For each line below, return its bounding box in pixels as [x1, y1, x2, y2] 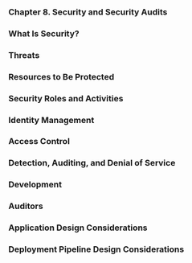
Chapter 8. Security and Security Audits [8, 6, 168, 18]
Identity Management [8, 114, 95, 125]
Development [8, 179, 63, 191]
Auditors [8, 200, 43, 212]
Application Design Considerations [8, 222, 148, 233]
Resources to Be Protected [8, 71, 115, 82]
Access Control [8, 136, 71, 147]
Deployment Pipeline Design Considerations [8, 244, 185, 255]
